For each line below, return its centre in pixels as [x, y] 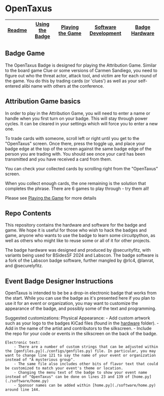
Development [105, 33]
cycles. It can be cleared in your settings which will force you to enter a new [82, 123]
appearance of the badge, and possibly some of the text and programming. [81, 308]
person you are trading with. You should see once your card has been [75, 154]
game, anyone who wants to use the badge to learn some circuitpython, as [80, 235]
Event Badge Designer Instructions [59, 281]
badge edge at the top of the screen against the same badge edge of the [78, 149]
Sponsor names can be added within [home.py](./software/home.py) [87, 385]
